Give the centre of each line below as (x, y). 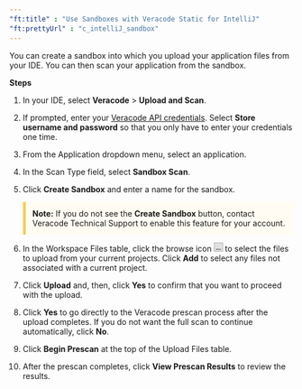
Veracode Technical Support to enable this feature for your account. (159, 223)
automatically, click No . (66, 331)
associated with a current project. (85, 267)
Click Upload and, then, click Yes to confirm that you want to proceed (152, 285)
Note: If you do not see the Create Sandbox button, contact (143, 213)
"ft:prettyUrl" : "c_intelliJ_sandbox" (84, 28)
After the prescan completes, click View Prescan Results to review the (154, 366)
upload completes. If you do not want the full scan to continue (137, 321)
